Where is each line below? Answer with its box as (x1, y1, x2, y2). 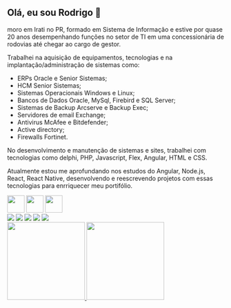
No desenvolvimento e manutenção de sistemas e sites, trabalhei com (7, 146, 207, 154)
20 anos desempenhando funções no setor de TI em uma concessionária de (7, 32, 224, 41)
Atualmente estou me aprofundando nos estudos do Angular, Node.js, (7, 166, 205, 175)
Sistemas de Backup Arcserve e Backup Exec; (17, 103, 148, 111)
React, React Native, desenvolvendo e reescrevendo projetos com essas (7, 174, 214, 182)
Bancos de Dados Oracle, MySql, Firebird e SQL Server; (17, 96, 176, 104)
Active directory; (17, 125, 65, 133)
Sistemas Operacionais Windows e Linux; (17, 88, 135, 97)
